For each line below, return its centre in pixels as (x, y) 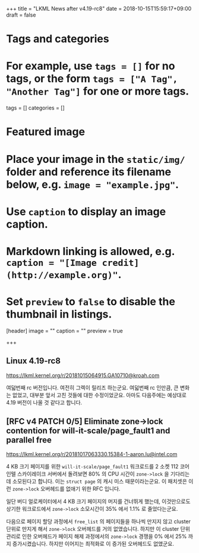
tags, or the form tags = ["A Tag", (92, 79)
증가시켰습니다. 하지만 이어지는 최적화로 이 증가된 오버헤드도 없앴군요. (93, 544)
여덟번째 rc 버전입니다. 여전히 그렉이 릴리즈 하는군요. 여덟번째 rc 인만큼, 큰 (92, 387)
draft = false (21, 15)
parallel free (29, 440)
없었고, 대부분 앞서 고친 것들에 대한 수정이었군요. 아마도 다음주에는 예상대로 (99, 395)
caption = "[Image (51, 263)
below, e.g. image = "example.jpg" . (93, 184)
